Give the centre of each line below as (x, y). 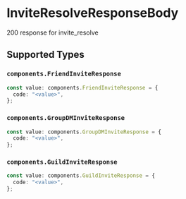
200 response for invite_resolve (53, 32)
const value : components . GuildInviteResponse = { (81, 176)
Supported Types (46, 55)
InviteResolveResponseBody (93, 13)
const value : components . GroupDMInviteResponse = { (84, 132)
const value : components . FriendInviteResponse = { (82, 88)
